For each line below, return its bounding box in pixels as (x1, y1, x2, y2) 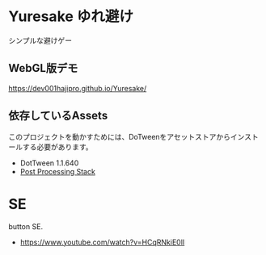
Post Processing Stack (19, 166, 95, 176)
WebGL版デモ (8, 61, 78, 75)
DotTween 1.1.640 (19, 158, 79, 168)
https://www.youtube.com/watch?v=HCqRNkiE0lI (19, 237, 185, 247)
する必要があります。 (22, 142, 93, 152)
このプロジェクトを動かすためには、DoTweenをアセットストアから (8, 132, 231, 141)
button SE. (8, 221, 43, 231)
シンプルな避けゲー (8, 36, 73, 45)
